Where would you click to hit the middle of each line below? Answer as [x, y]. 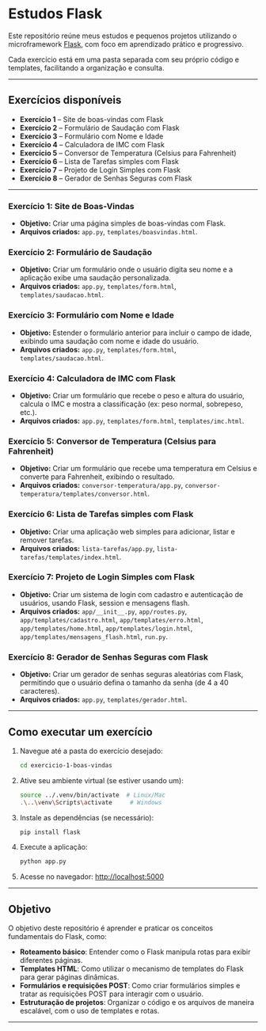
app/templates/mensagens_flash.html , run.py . [94, 636]
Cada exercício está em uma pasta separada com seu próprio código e [124, 59]
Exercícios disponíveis [65, 100]
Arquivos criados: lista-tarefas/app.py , [87, 548]
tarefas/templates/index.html [70, 557]
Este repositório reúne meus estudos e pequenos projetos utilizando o [123, 36]
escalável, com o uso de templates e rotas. [89, 1011]
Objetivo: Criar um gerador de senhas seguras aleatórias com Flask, [131, 675]
